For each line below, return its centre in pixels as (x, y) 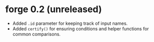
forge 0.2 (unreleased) (54, 9)
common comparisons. (36, 34)
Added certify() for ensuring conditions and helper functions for (81, 28)
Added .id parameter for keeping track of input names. (70, 23)
